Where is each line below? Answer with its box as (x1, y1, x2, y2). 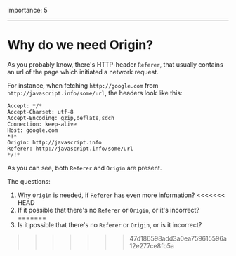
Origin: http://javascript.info (7, 139, 102, 146)
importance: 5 (7, 6, 48, 14)
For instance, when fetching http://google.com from (7, 81, 159, 90)
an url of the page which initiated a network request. (7, 67, 159, 76)
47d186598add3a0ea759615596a (129, 234, 227, 243)
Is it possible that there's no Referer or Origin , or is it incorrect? (17, 220, 202, 229)
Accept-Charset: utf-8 (7, 108, 74, 115)
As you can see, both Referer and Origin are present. (7, 163, 162, 172)
